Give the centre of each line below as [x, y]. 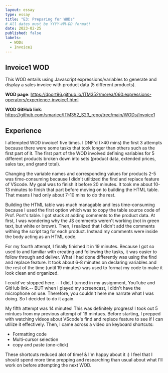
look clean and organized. [32, 273]
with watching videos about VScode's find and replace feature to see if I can [84, 319]
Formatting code [29, 334]
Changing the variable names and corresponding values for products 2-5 [81, 174]
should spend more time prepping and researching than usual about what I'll [84, 360]
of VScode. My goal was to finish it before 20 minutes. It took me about [79, 184]
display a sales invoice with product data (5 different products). [71, 85]
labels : [13, 38]
